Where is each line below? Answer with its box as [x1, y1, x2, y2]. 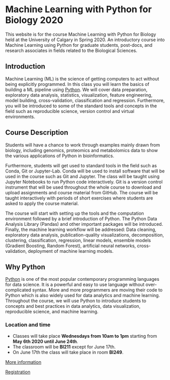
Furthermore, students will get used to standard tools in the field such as [5, 162, 157, 168]
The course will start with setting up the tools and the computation [5, 210, 144, 216]
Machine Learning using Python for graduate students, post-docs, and [5, 42, 153, 48]
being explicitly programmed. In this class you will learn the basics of [5, 81, 150, 87]
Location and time [5, 321, 51, 329]
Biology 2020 [5, 14, 63, 26]
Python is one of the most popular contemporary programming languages [5, 276, 160, 282]
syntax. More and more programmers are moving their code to [32, 287, 163, 293]
